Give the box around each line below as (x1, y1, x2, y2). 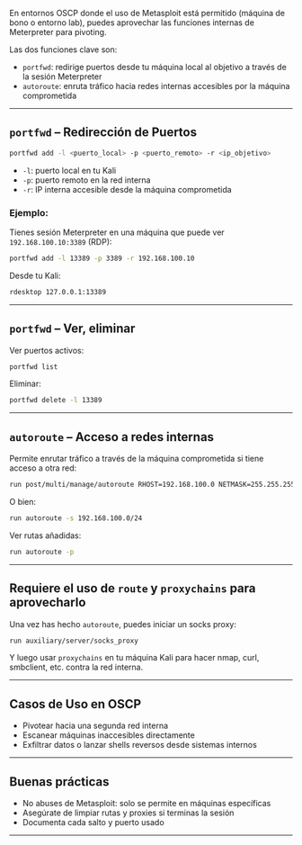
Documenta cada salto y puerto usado (22, 817, 164, 828)
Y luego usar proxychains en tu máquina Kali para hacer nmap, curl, (9, 652, 260, 663)
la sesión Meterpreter (22, 71, 102, 82)
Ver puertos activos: (9, 345, 84, 355)
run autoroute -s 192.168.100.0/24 (9, 513, 143, 523)
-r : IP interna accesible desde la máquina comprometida (22, 184, 232, 194)
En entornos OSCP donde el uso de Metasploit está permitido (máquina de (9, 8, 286, 18)
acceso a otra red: (9, 463, 77, 473)
